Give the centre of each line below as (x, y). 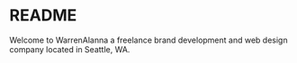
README (43, 16)
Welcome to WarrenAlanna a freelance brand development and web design (148, 40)
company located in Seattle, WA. (70, 49)
